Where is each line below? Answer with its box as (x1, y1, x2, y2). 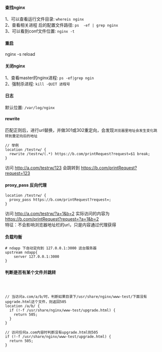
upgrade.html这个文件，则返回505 (5, 299, 67, 304)
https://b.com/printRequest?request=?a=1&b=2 (5, 216, 99, 222)
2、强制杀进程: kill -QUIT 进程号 (5, 80, 70, 87)
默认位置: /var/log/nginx (5, 104, 55, 110)
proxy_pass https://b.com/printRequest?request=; (9, 197, 111, 202)
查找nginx (5, 4, 26, 10)
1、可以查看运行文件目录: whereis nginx (5, 16, 84, 22)
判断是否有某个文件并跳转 (5, 270, 56, 275)
